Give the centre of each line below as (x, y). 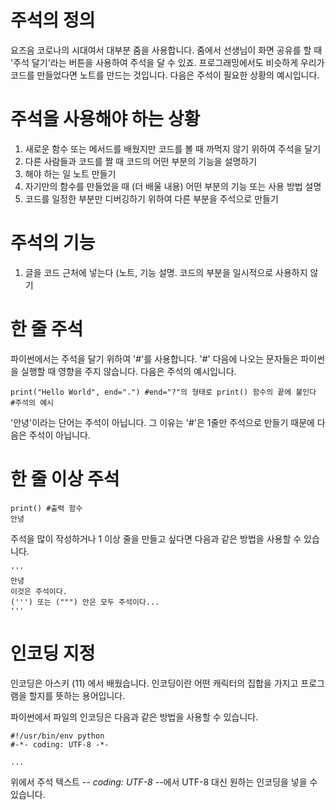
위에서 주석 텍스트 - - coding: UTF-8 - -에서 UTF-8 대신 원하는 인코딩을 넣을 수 (164, 782)
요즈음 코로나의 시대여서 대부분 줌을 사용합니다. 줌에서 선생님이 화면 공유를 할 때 (166, 50)
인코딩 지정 (53, 653)
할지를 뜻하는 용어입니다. (77, 695)
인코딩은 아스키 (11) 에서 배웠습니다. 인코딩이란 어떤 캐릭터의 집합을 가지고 (154, 683)
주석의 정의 (53, 20)
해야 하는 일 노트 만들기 (70, 173)
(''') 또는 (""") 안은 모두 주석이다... (85, 602)
